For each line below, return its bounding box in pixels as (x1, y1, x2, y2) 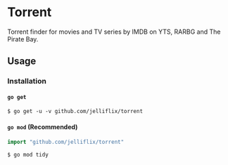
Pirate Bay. (7, 34, 39, 43)
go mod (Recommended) (7, 123, 78, 131)
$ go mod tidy (7, 151, 49, 158)
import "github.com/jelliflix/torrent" (7, 138, 125, 145)
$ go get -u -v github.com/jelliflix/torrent (7, 108, 143, 115)
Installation (7, 77, 47, 86)
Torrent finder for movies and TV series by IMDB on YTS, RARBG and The (7, 27, 221, 36)
